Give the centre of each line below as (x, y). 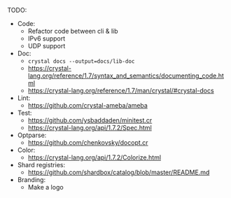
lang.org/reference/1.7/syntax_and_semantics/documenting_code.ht (126, 76)
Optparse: (32, 135)
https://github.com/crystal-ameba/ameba (88, 105)
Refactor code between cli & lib (73, 31)
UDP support (47, 46)
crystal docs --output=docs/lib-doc (81, 62)
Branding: (31, 180)
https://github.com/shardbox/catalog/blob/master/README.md (119, 172)
